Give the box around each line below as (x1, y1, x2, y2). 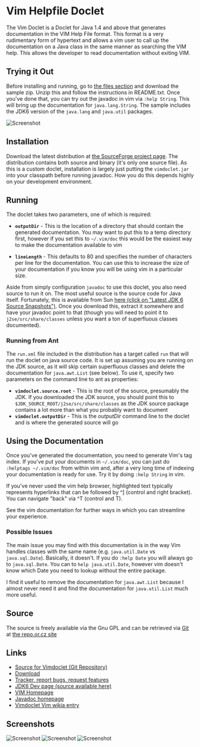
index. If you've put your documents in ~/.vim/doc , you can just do (6, 458, 170, 465)
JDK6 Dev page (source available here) (14, 683, 112, 690)
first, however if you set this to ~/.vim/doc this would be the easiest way (14, 235, 192, 242)
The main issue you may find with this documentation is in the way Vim (6, 541, 181, 548)
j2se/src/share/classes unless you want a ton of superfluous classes (6, 315, 178, 323)
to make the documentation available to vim (14, 242, 122, 249)
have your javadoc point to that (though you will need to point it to (6, 309, 168, 316)
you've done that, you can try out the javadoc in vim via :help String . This (6, 95, 190, 102)
